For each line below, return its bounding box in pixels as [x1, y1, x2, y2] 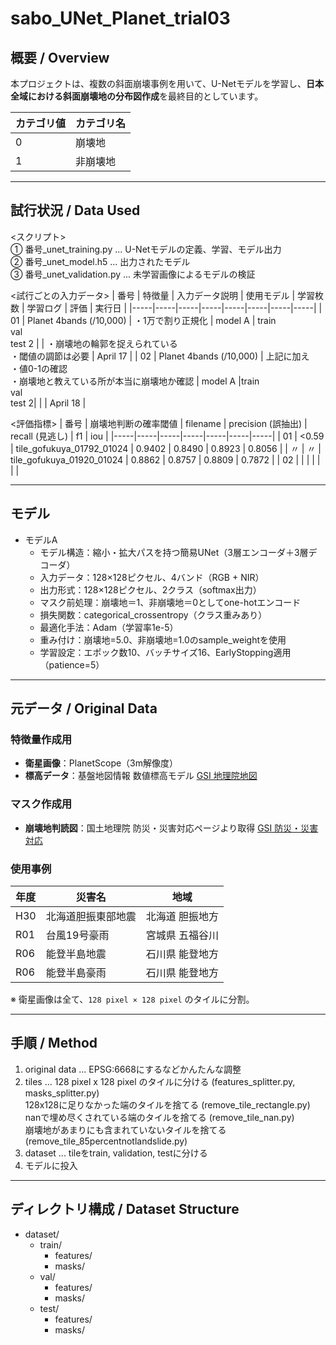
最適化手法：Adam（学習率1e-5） [39, 621, 179, 633]
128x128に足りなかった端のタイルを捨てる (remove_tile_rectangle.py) [24, 1098, 311, 1111]
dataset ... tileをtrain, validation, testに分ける [24, 1147, 208, 1159]
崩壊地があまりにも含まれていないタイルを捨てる [24, 1123, 227, 1136]
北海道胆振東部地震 [45, 909, 137, 923]
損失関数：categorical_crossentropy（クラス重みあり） [39, 608, 268, 621]
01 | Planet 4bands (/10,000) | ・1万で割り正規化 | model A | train [10, 314, 277, 326]
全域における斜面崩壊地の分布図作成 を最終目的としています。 [10, 90, 264, 102]
